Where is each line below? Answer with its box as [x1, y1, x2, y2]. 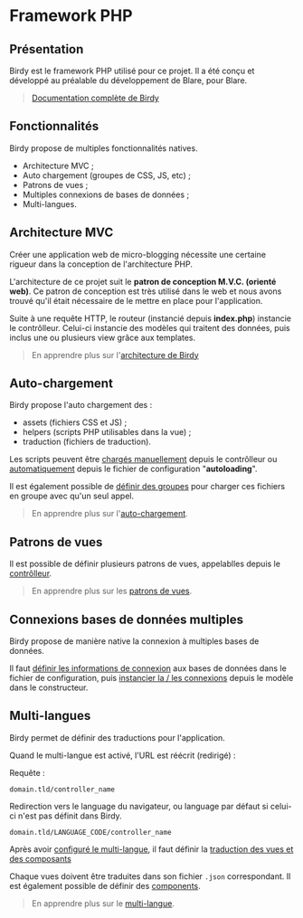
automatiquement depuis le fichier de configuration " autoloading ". [9, 463, 258, 475]
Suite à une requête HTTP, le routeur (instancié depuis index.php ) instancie [9, 313, 292, 324]
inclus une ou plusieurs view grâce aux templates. [9, 332, 196, 343]
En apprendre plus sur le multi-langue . [31, 897, 175, 909]
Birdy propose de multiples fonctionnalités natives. [9, 142, 198, 154]
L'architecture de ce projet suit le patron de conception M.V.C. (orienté [9, 276, 277, 287]
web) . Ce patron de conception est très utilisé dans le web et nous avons [9, 286, 282, 297]
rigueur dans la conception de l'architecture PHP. [9, 259, 193, 270]
